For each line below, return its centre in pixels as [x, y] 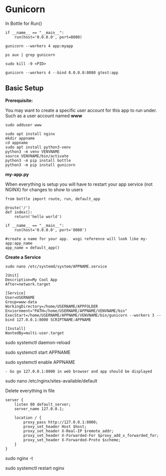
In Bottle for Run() [24, 23]
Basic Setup [24, 88]
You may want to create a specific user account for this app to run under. [81, 110]
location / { [28, 418]
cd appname [17, 143]
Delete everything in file [30, 390]
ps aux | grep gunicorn [30, 55]
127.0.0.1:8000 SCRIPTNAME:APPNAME [54, 320]
